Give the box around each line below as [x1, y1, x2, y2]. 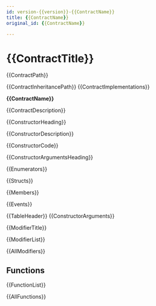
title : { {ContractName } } [6, 15, 69, 21]
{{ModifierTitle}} [6, 224, 47, 231]
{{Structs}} [6, 177, 33, 185]
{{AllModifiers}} [6, 248, 45, 255]
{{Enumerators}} [6, 165, 47, 173]
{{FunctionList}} [6, 281, 47, 288]
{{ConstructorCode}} [6, 142, 59, 149]
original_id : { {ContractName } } [6, 20, 85, 26]
